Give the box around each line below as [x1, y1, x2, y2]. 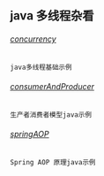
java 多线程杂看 [10, 8, 95, 24]
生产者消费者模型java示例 [10, 110, 92, 119]
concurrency [10, 34, 56, 44]
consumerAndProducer [10, 81, 95, 92]
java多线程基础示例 [10, 63, 72, 72]
